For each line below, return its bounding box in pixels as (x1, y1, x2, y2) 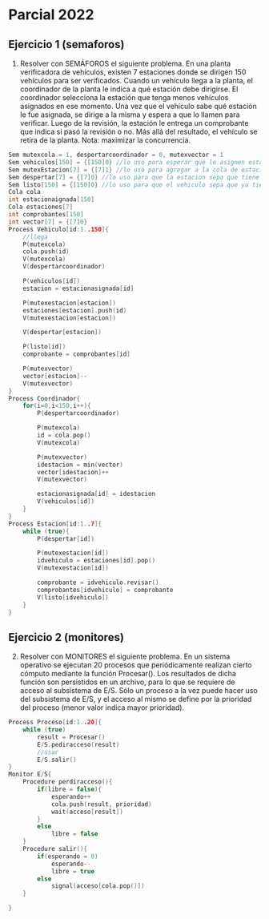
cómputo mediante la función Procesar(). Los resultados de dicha (19, 669, 236, 679)
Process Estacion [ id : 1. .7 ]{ (8, 519, 102, 528)
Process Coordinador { (8, 394, 81, 402)
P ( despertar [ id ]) (37, 534, 94, 542)
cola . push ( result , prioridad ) (50, 800, 152, 808)
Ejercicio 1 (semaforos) (8, 38, 125, 51)
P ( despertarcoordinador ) (37, 409, 120, 417)
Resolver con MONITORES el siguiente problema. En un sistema (19, 651, 231, 662)
